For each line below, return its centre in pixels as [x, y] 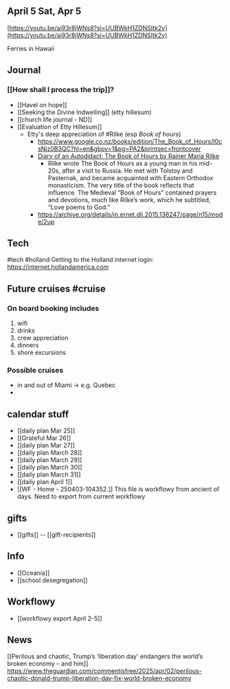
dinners [28, 345]
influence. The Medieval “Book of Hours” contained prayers [132, 193]
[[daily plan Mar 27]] [46, 446]
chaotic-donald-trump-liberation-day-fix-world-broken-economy [99, 678]
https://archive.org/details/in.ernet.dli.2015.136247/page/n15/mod [130, 214]
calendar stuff [38, 414]
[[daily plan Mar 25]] [46, 431]
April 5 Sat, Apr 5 [44, 11]
